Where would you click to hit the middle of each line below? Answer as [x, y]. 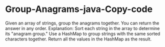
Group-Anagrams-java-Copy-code [79, 9]
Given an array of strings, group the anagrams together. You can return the [82, 23]
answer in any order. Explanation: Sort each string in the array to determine [82, 28]
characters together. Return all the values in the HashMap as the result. [78, 39]
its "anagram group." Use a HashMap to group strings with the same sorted [83, 33]
